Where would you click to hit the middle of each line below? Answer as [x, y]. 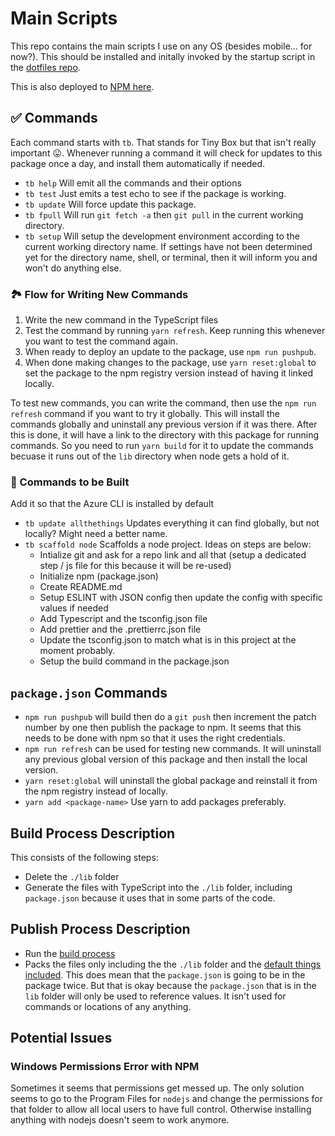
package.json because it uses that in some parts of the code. [150, 898]
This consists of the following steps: [84, 857]
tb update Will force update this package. [110, 204]
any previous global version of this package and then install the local [166, 759]
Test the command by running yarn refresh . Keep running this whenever [175, 331]
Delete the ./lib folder [72, 876]
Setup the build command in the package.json [134, 661]
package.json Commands [89, 692]
